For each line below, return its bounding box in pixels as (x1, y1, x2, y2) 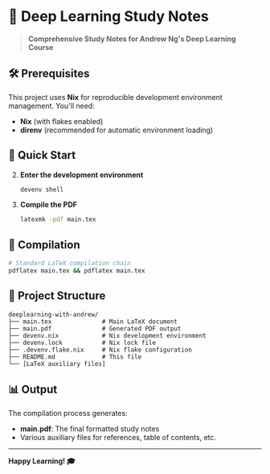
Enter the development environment (19, 169, 144, 180)
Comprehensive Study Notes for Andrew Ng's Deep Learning (27, 34, 236, 44)
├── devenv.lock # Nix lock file (8, 339, 157, 347)
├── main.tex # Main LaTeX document (8, 318, 178, 326)
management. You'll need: (8, 101, 95, 110)
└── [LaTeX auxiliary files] (8, 360, 106, 368)
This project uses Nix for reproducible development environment (8, 92, 223, 102)
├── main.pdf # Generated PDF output (8, 324, 182, 333)
